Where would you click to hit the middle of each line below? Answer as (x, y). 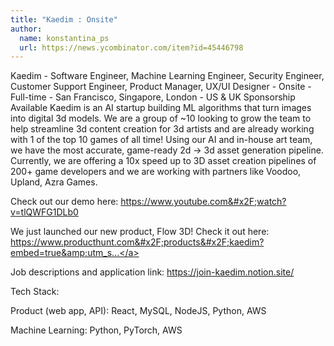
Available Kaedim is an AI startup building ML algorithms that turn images (161, 108)
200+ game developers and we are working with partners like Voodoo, (156, 172)
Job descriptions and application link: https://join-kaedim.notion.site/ (152, 272)
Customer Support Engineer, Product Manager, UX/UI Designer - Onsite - (161, 87)
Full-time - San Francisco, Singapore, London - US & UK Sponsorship (153, 97)
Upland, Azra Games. (54, 182)
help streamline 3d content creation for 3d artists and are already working (162, 129)
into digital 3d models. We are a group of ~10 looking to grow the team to (161, 118)
